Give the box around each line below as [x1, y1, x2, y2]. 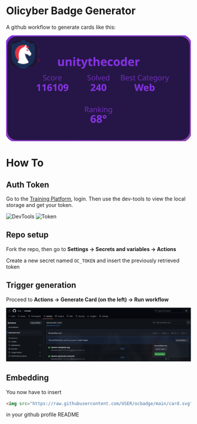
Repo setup [6, 230, 49, 240]
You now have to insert [6, 388, 62, 395]
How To [6, 156, 44, 170]
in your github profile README [6, 411, 80, 418]
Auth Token [6, 179, 50, 189]
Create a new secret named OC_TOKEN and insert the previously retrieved [6, 257, 180, 264]
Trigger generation [6, 281, 76, 291]
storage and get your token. [6, 201, 73, 208]
